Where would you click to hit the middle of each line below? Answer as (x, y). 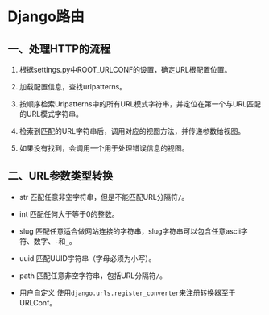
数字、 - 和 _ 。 (55, 241)
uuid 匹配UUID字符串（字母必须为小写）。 (87, 258)
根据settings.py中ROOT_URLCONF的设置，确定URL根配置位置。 (125, 70)
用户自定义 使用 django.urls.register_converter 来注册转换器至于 (127, 292)
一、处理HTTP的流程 (59, 49)
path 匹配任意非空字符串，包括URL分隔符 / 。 (93, 276)
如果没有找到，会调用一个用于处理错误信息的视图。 (104, 148)
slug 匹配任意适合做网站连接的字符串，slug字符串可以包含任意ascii (130, 231)
